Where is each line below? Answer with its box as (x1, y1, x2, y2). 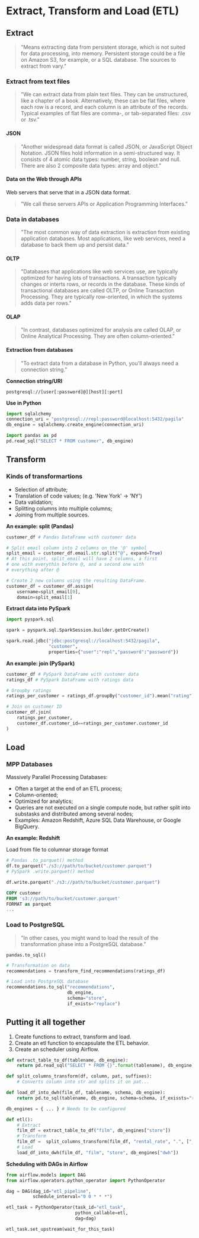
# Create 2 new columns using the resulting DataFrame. (6, 578, 147, 584)
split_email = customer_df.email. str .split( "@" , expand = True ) (6, 550, 163, 556)
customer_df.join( (6, 709, 52, 716)
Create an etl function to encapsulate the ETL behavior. (14, 1039, 150, 1047)
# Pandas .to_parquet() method (6, 858, 84, 864)
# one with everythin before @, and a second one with (6, 562, 145, 568)
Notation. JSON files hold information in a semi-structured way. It (20, 149, 181, 156)
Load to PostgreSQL (6, 921, 65, 929)
